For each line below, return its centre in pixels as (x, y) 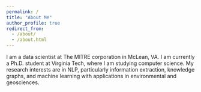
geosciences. (23, 82)
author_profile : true (33, 23)
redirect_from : (25, 29)
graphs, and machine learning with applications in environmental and (91, 76)
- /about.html (29, 40)
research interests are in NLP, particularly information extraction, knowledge (100, 69)
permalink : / (22, 12)
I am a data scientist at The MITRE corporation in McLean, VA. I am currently (100, 57)
